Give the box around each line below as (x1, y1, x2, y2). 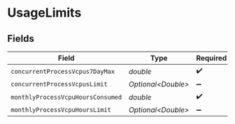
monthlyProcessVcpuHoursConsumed (10, 93, 122, 101)
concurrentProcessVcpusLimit (10, 80, 108, 88)
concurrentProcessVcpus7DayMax (10, 68, 115, 75)
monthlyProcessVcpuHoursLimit (10, 106, 112, 114)
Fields (7, 33, 35, 45)
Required (195, 54, 227, 63)
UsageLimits (7, 5, 82, 21)
